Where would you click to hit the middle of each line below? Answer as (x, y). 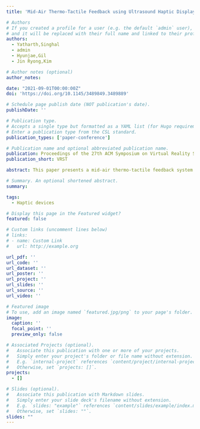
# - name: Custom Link (34, 241)
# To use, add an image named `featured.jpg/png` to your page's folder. (100, 312)
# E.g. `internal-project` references (57, 362)
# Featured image (28, 307)
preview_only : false (37, 334)
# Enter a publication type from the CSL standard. (71, 132)
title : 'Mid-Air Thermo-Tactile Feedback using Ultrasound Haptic (90, 12)
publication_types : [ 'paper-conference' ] (58, 138)
